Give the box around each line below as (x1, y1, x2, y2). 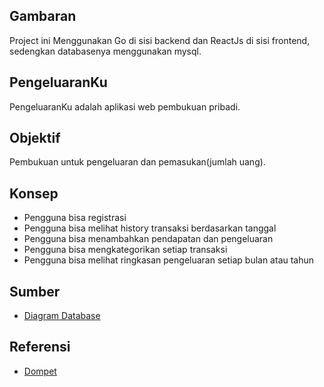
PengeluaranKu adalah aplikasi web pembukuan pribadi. (9, 100, 241, 113)
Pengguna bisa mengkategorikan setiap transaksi (23, 244, 228, 256)
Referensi (9, 339, 71, 356)
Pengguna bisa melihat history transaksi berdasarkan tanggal (23, 222, 277, 234)
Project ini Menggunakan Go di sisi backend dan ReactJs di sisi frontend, (9, 34, 311, 46)
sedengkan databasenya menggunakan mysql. (9, 45, 202, 57)
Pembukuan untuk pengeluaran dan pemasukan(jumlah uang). (9, 156, 266, 168)
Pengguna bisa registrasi (23, 212, 127, 224)
